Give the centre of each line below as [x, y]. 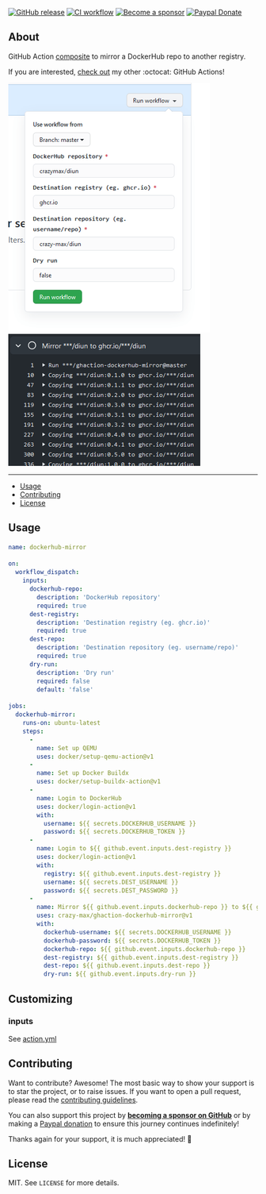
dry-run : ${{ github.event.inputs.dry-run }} [120, 974]
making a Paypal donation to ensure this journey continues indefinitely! [124, 1123]
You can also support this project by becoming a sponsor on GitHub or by [129, 1115]
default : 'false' [65, 689]
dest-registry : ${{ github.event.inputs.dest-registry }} [141, 957]
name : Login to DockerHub [80, 798]
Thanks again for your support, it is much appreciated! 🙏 [100, 1138]
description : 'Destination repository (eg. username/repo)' [138, 648]
